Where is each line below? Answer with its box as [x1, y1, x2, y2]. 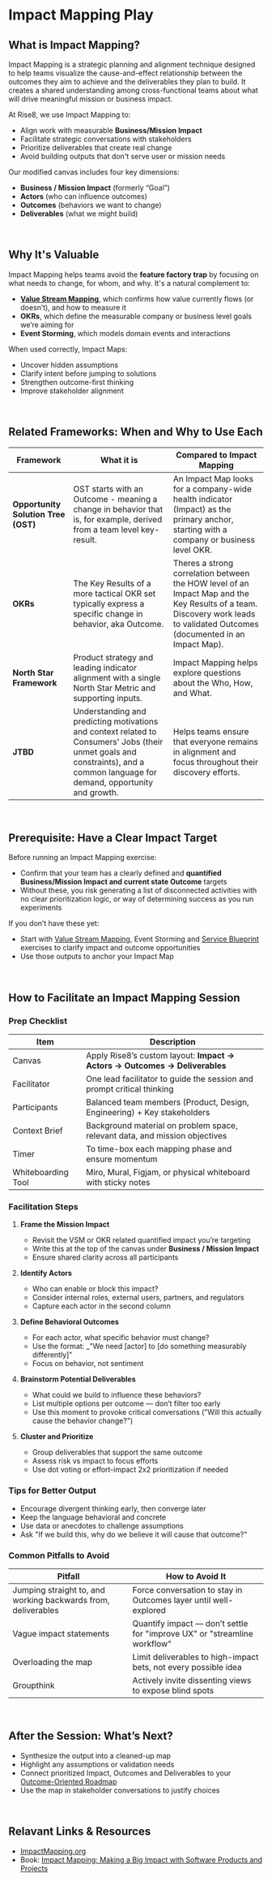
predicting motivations [72, 716, 159, 727]
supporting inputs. [72, 692, 143, 703]
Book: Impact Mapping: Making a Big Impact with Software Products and [19, 1854, 263, 1865]
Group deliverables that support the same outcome [32, 1447, 203, 1457]
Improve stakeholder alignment [19, 386, 124, 396]
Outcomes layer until [132, 1594, 211, 1606]
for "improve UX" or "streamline [132, 1628, 253, 1640]
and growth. [72, 786, 119, 798]
